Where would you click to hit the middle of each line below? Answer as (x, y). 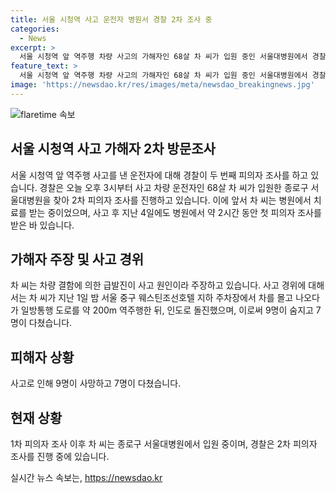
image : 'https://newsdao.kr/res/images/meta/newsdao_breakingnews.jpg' (162, 85)
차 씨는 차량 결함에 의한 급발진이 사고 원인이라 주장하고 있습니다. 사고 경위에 (158, 285)
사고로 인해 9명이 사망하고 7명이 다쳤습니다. (96, 383)
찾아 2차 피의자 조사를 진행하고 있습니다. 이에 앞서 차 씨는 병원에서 (182, 200)
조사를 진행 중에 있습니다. (60, 456)
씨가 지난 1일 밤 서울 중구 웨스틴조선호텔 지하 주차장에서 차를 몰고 (166, 298)
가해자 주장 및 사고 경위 (77, 259)
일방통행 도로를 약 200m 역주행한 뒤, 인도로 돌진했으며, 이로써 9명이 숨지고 (167, 310)
